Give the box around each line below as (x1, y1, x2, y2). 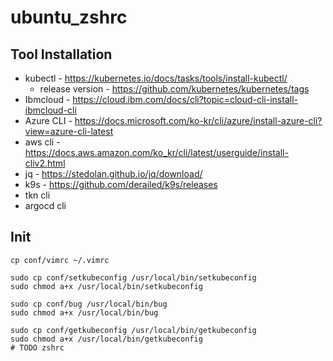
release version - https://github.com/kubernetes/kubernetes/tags (39, 83, 310, 95)
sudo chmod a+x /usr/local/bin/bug (10, 307, 159, 318)
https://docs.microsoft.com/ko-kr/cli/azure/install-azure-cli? (74, 115, 323, 126)
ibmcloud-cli (24, 104, 77, 116)
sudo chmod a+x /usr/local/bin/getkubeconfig (10, 334, 203, 344)
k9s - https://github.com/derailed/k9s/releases (24, 179, 218, 190)
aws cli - (24, 136, 61, 148)
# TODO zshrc (10, 342, 65, 353)
